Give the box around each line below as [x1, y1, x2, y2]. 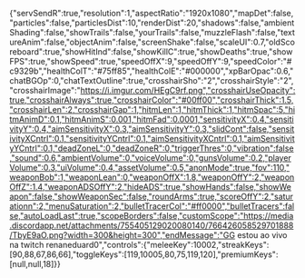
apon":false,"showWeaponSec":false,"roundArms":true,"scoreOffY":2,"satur [9, 191, 293, 202]
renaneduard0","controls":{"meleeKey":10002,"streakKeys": [45, 240, 270, 250]
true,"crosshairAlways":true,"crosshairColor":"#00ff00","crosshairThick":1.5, [9, 94, 294, 105]
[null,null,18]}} [9, 259, 62, 269]
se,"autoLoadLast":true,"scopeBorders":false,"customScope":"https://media [9, 211, 294, 221]
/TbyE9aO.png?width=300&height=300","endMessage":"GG [9, 230, 236, 240]
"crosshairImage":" [9, 85, 82, 95]
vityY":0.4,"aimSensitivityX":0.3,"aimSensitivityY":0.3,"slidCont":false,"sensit [9, 124, 295, 134]
